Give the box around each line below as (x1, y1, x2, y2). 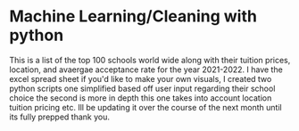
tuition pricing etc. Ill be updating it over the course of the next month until (9, 102, 283, 112)
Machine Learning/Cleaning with (9, 6, 257, 27)
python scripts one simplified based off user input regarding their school (9, 83, 276, 94)
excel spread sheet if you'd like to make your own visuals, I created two (9, 73, 272, 84)
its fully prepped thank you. (9, 111, 110, 122)
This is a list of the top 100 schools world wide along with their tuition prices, (9, 54, 291, 65)
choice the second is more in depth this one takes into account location (9, 92, 272, 103)
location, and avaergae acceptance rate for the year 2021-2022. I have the (9, 64, 283, 75)
